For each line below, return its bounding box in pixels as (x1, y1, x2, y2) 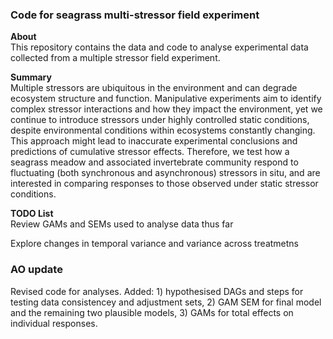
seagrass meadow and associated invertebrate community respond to (10, 156, 299, 168)
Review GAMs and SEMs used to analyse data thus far (10, 218, 234, 230)
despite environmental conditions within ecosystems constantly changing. (10, 124, 316, 137)
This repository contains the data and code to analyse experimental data (10, 41, 309, 53)
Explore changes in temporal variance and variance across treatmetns (10, 238, 299, 250)
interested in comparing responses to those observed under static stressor (10, 178, 319, 190)
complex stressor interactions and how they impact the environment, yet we (10, 103, 323, 115)
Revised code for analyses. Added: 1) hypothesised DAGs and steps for (10, 285, 304, 297)
